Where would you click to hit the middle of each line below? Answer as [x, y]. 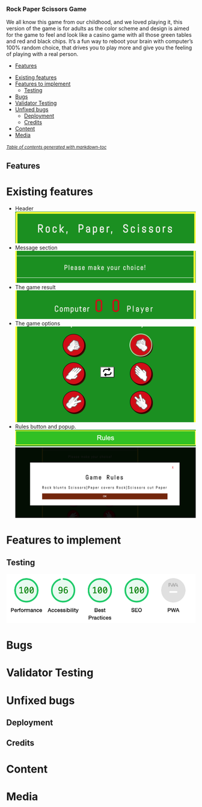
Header [24, 208]
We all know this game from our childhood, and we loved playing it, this [94, 22]
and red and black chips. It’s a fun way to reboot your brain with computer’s [100, 42]
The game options [38, 324]
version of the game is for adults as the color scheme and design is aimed [98, 28]
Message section [36, 248]
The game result [35, 287]
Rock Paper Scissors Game [47, 9]
